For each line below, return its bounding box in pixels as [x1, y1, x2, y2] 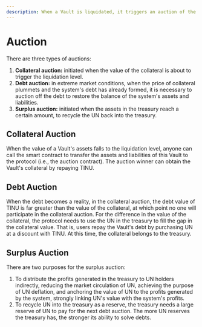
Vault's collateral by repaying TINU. [6, 164, 94, 172]
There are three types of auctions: [6, 55, 92, 62]
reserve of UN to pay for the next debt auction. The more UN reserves [15, 308, 191, 314]
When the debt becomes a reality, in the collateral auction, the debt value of [6, 198, 195, 206]
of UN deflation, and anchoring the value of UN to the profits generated [15, 288, 194, 295]
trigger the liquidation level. [15, 73, 83, 80]
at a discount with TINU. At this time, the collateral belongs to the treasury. [6, 230, 192, 238]
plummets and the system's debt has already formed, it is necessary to [15, 86, 192, 93]
